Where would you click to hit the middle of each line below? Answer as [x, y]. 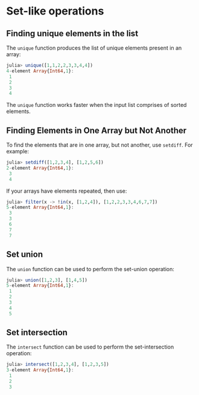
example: [17, 152]
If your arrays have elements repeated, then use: [67, 191]
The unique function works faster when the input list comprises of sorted [96, 105]
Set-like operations [55, 11]
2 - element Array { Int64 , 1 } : [40, 168]
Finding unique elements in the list [72, 34]
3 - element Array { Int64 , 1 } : [40, 370]
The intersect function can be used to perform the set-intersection [90, 347]
